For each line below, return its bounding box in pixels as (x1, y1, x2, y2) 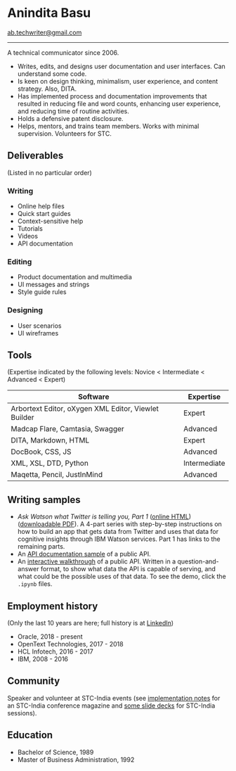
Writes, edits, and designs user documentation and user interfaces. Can (17, 62, 226, 70)
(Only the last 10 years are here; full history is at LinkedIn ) (7, 619, 174, 627)
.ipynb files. (17, 580, 53, 588)
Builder (11, 413, 34, 423)
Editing (7, 257, 32, 267)
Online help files (17, 202, 65, 210)
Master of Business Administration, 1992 (17, 755, 135, 764)
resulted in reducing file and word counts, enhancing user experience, (17, 99, 221, 108)
